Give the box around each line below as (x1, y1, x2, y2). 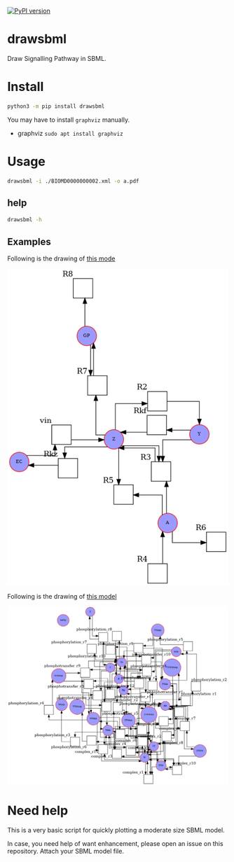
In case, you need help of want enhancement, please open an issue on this (7, 839, 223, 847)
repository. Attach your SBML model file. (7, 847, 125, 855)
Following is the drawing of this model (7, 592, 117, 600)
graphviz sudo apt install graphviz (17, 129, 124, 137)
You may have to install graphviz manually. (7, 116, 130, 124)
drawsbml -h (7, 216, 42, 223)
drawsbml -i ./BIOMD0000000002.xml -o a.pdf (7, 177, 139, 185)
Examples (7, 235, 51, 248)
